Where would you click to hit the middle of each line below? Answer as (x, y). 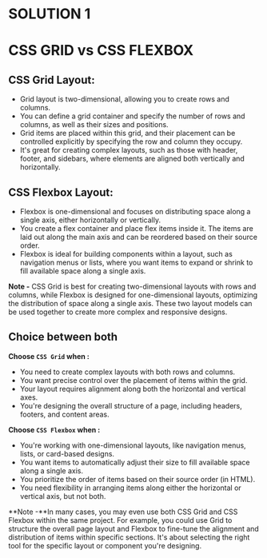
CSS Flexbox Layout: (61, 192)
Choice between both (63, 337)
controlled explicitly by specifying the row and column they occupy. (131, 141)
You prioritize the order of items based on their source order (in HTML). (137, 479)
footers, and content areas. (64, 414)
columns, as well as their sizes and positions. (94, 125)
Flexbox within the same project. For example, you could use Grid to (120, 520)
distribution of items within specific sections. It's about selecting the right (129, 537)
